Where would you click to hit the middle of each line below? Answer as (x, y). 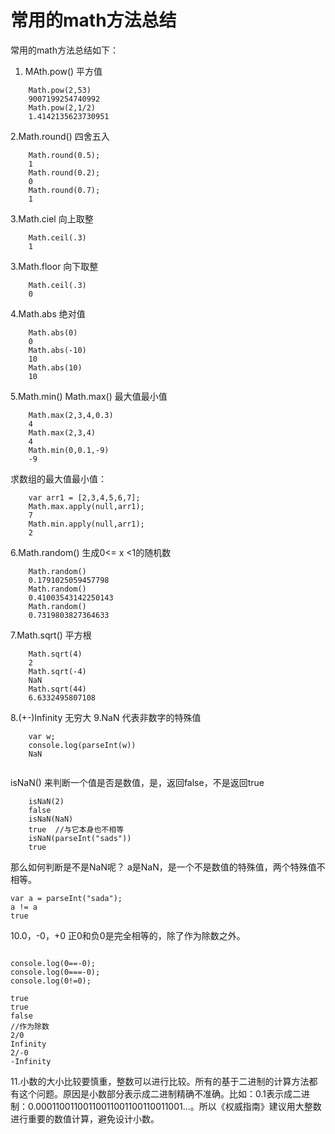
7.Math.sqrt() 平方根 (51, 635)
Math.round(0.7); (64, 190)
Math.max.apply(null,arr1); (86, 506)
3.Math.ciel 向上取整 (52, 218)
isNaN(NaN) (51, 819)
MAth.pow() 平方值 (63, 71)
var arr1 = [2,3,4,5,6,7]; (84, 497)
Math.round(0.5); (64, 155)
